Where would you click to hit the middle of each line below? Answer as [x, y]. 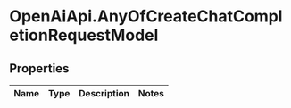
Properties [39, 68]
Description [104, 93]
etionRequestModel [84, 35]
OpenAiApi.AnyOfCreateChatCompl [146, 17]
